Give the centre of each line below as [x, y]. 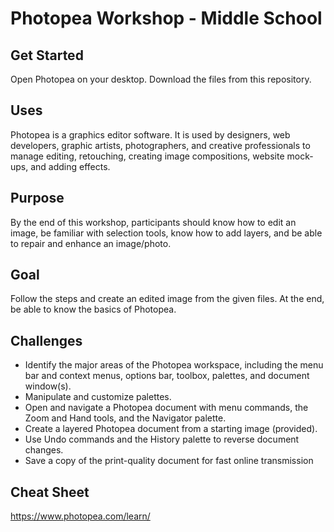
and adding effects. [70, 166]
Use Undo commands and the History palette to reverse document [162, 439]
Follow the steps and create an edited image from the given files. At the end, [167, 299]
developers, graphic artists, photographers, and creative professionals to [160, 145]
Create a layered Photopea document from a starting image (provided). [171, 429]
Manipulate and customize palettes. [98, 397]
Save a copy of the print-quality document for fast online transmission [169, 461]
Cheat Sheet [50, 492]
